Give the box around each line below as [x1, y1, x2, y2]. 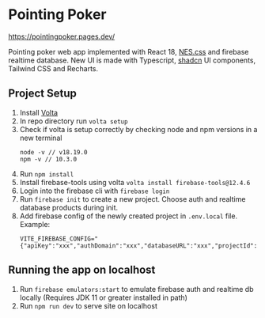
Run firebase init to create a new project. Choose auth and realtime [19, 194, 246, 203]
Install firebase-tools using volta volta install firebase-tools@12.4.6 [19, 177, 251, 187]
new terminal [19, 133, 62, 142]
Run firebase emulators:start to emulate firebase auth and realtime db [19, 284, 255, 293]
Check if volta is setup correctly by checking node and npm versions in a [19, 124, 258, 134]
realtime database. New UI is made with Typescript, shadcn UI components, [8, 55, 256, 65]
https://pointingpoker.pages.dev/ [8, 32, 115, 41]
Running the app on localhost [8, 263, 156, 277]
